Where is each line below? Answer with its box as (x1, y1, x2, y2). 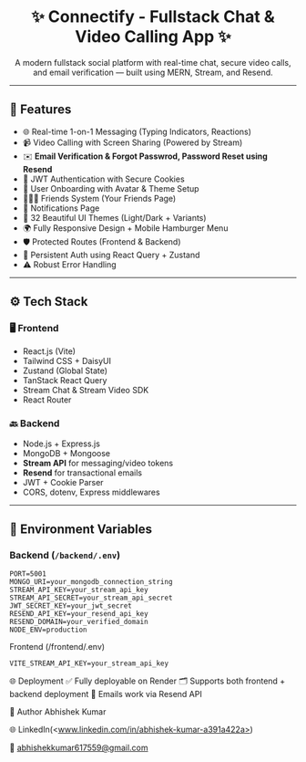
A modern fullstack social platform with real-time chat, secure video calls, (15, 57, 291, 68)
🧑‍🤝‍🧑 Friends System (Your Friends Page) (22, 193, 177, 204)
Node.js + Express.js (22, 438, 100, 449)
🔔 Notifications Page (22, 203, 100, 214)
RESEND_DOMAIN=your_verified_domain (9, 618, 148, 627)
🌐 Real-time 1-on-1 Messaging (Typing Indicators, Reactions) (22, 126, 252, 137)
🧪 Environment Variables (9, 522, 153, 538)
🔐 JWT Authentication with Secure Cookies (22, 173, 185, 184)
